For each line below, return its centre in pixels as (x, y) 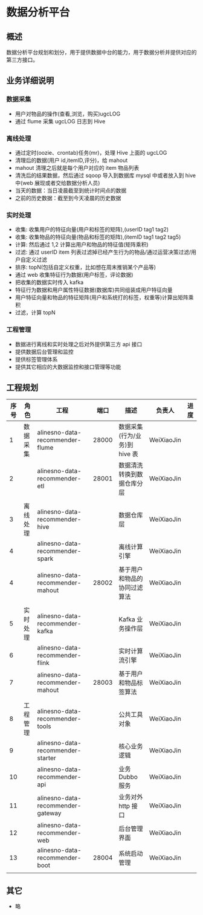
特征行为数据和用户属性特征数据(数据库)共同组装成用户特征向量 (94, 290)
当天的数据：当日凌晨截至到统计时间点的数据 (71, 190)
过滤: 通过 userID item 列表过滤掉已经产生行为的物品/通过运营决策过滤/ (103, 252)
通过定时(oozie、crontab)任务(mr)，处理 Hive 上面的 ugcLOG (91, 152)
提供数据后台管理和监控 (44, 352)
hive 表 (129, 454)
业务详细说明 (30, 81)
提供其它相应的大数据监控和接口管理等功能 (68, 367)
